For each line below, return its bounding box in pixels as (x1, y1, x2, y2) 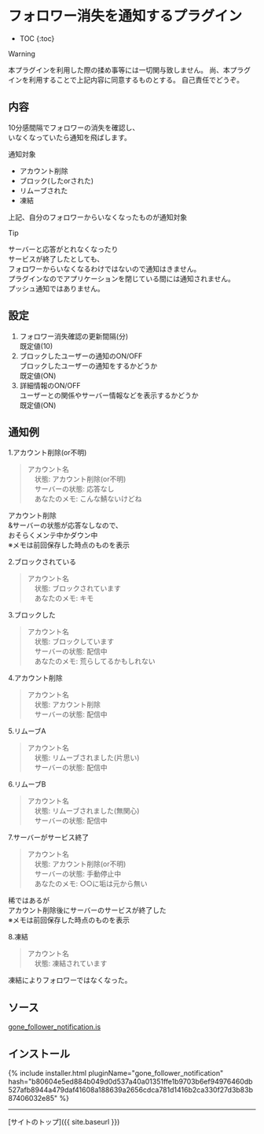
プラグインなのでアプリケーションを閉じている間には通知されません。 (8, 273, 236, 283)
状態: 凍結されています (34, 958, 108, 969)
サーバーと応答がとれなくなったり (8, 244, 119, 254)
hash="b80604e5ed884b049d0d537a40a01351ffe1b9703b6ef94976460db (8, 1077, 253, 1086)
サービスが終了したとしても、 (8, 254, 104, 264)
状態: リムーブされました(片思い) (34, 753, 140, 762)
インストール (8, 1047, 71, 1060)
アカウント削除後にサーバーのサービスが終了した (8, 906, 167, 915)
